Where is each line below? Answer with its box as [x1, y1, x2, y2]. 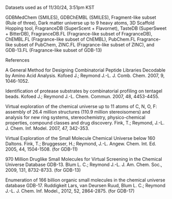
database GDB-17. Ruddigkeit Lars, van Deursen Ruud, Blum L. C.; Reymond [5, 183, 166, 188]
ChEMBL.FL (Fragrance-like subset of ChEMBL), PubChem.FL [5, 36, 136, 42]
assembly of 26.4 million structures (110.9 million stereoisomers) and [5, 109, 150, 115]
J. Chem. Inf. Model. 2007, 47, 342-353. [5, 125, 90, 131]
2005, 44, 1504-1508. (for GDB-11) [5, 146, 78, 152]
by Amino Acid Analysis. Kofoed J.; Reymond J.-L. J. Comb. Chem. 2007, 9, [5, 73, 165, 79]
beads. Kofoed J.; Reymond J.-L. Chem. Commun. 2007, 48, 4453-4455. [5, 94, 160, 99]
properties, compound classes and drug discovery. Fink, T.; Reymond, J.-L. [5, 120, 165, 125]
